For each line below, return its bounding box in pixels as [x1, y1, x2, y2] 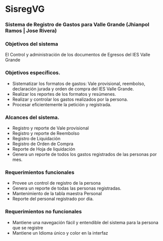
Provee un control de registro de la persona [12, 180, 101, 186]
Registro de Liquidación [12, 136, 61, 141]
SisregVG [5, 3, 45, 15]
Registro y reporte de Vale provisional [12, 125, 89, 131]
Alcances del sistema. [5, 114, 60, 120]
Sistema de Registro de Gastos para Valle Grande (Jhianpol [5, 21, 150, 28]
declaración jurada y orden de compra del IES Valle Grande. [12, 85, 134, 92]
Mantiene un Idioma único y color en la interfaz [12, 230, 109, 236]
